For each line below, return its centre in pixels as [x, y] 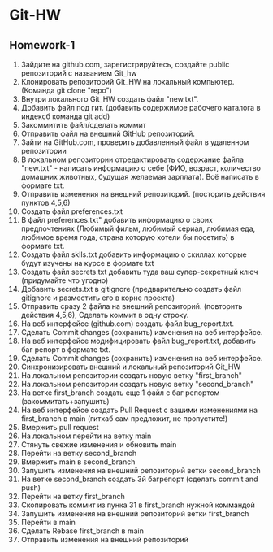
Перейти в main [48, 522]
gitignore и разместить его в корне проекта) [98, 298]
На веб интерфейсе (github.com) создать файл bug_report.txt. [128, 324]
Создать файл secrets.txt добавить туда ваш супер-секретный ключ [139, 272]
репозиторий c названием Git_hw [79, 73]
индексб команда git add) [65, 116]
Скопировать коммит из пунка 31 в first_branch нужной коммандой [138, 505]
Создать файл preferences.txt [72, 211]
